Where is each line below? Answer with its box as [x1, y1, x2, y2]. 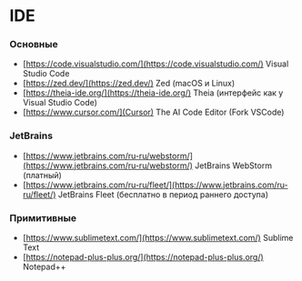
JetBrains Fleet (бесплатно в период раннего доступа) [57, 188, 269, 200]
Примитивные [9, 211, 77, 224]
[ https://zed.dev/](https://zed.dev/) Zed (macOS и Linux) [22, 78, 236, 89]
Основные [9, 38, 58, 51]
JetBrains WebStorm [195, 160, 273, 171]
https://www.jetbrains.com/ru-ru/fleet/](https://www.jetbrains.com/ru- [25, 179, 288, 190]
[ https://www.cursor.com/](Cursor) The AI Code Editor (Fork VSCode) [22, 106, 285, 118]
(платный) [22, 169, 62, 180]
